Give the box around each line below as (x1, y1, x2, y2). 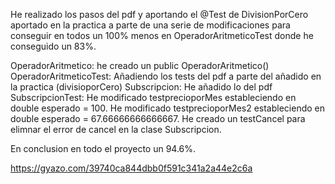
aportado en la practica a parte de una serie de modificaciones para (10, 19, 291, 31)
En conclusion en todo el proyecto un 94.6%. (10, 143, 197, 154)
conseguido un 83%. (10, 40, 97, 52)
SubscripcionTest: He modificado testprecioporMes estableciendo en (10, 92, 297, 103)
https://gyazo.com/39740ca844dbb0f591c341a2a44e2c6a (10, 162, 253, 174)
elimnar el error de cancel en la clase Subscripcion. (10, 124, 222, 135)
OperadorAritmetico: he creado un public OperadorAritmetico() (10, 60, 270, 71)
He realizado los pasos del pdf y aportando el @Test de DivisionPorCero (10, 9, 309, 20)
